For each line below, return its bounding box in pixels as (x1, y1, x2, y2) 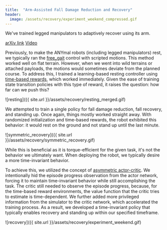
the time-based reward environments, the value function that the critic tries (5, 188, 160, 194)
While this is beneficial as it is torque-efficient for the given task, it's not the (5, 147, 161, 153)
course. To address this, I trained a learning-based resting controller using (5, 71, 158, 77)
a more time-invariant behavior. (5, 157, 70, 163)
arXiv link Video (5, 40, 37, 46)
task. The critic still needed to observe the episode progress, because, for (5, 183, 158, 189)
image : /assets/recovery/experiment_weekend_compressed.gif (9, 16, 137, 21)
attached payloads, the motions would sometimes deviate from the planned (5, 65, 161, 71)
